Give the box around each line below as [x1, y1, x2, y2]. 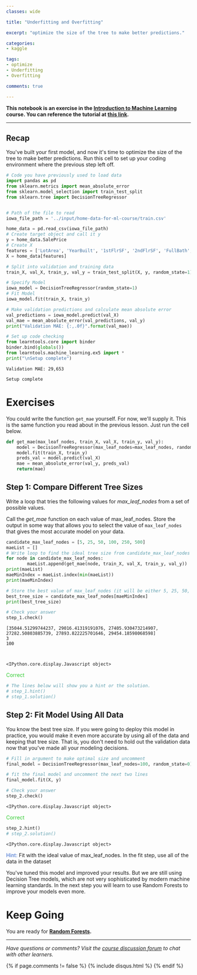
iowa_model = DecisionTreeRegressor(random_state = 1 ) [6, 285, 138, 291]
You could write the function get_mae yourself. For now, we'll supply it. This [6, 415, 186, 422]
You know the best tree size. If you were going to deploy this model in [6, 725, 175, 732]
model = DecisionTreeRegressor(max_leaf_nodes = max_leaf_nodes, [16, 444, 175, 450]
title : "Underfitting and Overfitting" [6, 19, 104, 25]
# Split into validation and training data [6, 264, 114, 270]
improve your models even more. [6, 888, 86, 895]
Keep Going [6, 908, 64, 922]
